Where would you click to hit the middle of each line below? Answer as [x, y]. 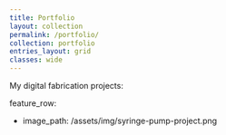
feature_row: [33, 103]
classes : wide [36, 60]
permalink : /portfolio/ [54, 34]
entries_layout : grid [50, 52]
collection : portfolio [52, 43]
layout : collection [46, 26]
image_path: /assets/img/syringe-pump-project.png [120, 121]
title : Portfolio [42, 18]
